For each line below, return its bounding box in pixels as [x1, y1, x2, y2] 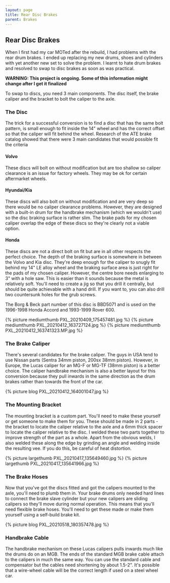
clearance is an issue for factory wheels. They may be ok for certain [5, 170, 148, 176]
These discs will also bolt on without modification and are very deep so [5, 198, 154, 204]
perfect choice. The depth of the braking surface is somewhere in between [5, 254, 162, 260]
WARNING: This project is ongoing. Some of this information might [5, 75, 148, 81]
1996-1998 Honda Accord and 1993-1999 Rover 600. [5, 307, 115, 313]
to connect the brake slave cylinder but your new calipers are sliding [5, 495, 148, 501]
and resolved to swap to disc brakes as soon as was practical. [5, 66, 135, 72]
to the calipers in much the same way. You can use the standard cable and [5, 557, 160, 563]
